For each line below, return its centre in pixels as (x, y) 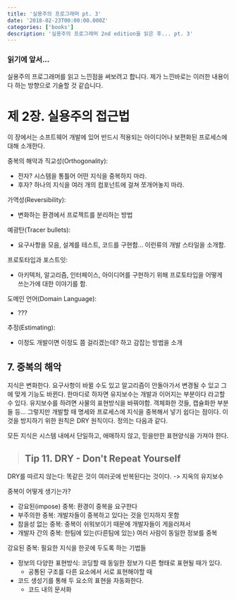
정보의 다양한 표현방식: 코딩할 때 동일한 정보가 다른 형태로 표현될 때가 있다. (120, 563)
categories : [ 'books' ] (41, 27)
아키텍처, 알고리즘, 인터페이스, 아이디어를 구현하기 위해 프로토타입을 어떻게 (120, 275)
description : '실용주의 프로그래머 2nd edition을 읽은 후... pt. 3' (100, 34)
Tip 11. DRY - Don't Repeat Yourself (103, 458)
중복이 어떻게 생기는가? (39, 491)
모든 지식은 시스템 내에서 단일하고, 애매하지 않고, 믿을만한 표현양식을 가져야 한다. (118, 436)
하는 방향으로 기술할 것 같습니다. (59, 85)
